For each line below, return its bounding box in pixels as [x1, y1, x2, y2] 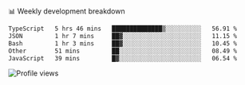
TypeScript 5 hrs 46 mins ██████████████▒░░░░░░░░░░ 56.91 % [8, 25, 238, 33]
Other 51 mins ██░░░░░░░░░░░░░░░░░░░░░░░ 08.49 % [8, 47, 238, 55]
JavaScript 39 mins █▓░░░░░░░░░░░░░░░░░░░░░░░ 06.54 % [8, 54, 238, 62]
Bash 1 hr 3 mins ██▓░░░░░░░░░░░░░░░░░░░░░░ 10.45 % [8, 39, 238, 48]
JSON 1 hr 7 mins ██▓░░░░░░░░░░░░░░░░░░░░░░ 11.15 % [8, 32, 238, 40]
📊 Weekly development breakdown [8, 6, 125, 16]
